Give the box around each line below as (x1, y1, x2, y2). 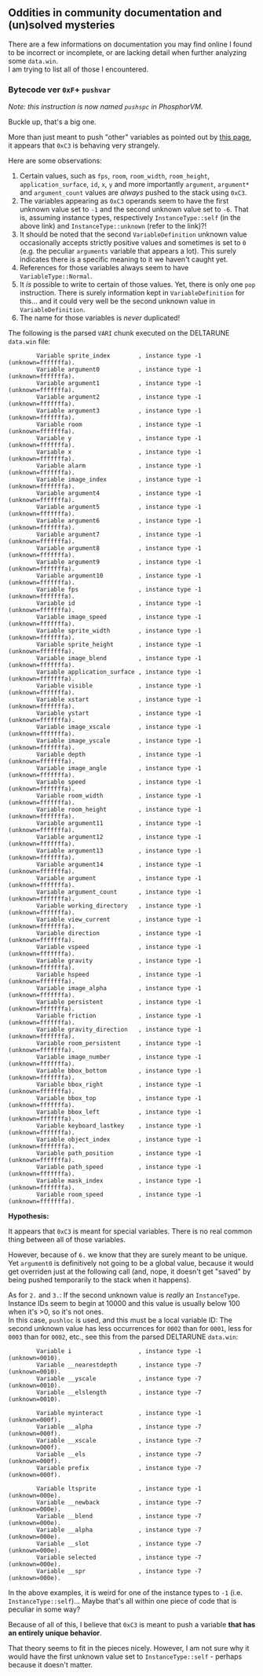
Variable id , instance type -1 (36, 600, 202, 607)
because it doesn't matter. (8, 1660, 93, 1670)
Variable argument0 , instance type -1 (36, 365, 202, 374)
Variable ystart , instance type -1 (36, 710, 202, 717)
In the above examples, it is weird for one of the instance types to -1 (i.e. (8, 1588, 243, 1597)
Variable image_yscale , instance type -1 (36, 737, 202, 745)
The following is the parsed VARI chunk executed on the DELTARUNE (8, 328, 230, 338)
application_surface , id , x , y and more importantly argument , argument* (19, 180, 250, 189)
